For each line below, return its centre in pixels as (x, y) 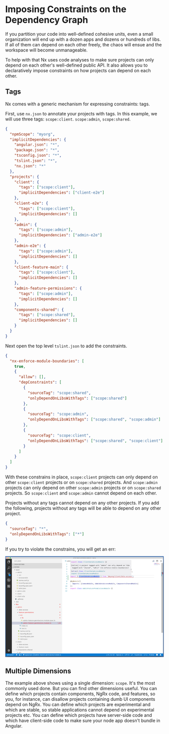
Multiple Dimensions (38, 671)
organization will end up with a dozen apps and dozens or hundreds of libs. (83, 39)
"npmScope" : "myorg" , (32, 134)
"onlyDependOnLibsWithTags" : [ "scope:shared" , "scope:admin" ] (94, 419)
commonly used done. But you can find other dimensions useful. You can (81, 689)
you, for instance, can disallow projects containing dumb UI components (80, 699)
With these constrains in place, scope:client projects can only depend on (82, 477)
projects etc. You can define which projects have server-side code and (79, 715)
